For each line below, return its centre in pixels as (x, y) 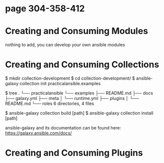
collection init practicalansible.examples (60, 84)
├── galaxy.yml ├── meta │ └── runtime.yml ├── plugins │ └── (72, 98)
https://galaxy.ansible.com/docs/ (39, 133)
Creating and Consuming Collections (82, 65)
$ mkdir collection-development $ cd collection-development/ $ (70, 78)
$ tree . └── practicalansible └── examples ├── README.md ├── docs (79, 93)
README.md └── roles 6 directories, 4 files (50, 103)
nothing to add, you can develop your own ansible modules (65, 45)
